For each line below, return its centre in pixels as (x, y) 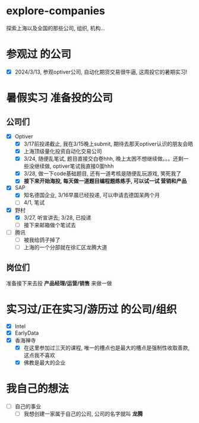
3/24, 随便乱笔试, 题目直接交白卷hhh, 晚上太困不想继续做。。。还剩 (103, 159)
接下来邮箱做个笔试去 (50, 225)
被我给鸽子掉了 (42, 240)
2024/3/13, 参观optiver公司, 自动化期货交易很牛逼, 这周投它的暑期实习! (101, 72)
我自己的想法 (38, 389)
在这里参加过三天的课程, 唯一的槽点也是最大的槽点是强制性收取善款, (107, 348)
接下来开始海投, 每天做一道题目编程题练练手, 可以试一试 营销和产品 (105, 181)
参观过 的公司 (39, 54)
